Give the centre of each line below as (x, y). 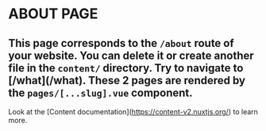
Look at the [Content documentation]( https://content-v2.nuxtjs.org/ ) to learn (133, 112)
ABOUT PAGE (53, 14)
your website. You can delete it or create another (131, 55)
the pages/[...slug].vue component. (100, 92)
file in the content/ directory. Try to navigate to (126, 68)
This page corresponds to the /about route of (121, 43)
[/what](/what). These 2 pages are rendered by (127, 80)
